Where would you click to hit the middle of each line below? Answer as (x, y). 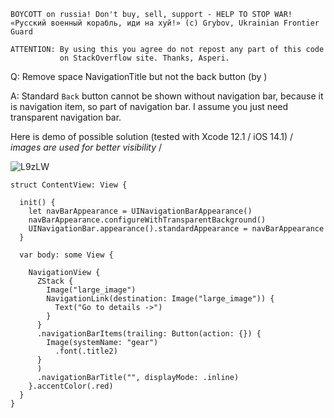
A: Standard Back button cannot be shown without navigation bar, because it (167, 96)
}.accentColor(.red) (71, 386)
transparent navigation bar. (66, 117)
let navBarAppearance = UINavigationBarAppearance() (140, 211)
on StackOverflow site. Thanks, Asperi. (144, 58)
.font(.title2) (86, 351)
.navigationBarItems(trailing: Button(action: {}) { (149, 334)
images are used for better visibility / (86, 147)
